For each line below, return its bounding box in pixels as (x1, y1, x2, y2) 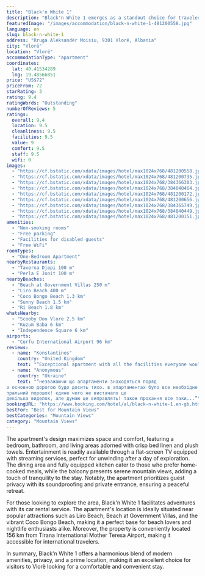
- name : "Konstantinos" (12, 350, 72, 356)
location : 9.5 (12, 123, 48, 129)
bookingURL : (6, 401, 37, 407)
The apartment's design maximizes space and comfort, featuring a (6, 435, 174, 442)
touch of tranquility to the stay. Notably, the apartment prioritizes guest (6, 474, 185, 481)
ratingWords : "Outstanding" (6, 100, 78, 106)
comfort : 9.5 (12, 145, 45, 152)
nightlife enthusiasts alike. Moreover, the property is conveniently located (6, 525, 191, 532)
